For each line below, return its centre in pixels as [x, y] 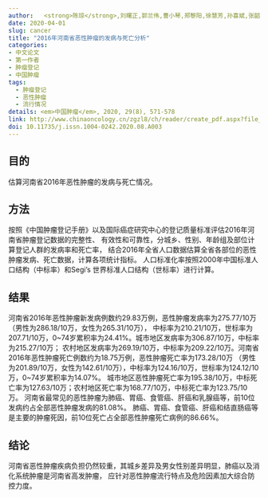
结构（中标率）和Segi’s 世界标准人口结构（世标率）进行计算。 [117, 270]
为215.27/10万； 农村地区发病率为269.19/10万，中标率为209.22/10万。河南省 [134, 348]
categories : [28, 45]
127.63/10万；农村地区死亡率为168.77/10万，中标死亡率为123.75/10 [138, 388]
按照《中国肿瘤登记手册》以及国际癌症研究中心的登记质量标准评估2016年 [128, 230]
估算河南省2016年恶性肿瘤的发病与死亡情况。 [83, 182]
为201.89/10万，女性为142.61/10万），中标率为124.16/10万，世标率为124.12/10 [134, 368]
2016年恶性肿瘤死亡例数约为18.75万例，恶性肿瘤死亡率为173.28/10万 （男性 [132, 358]
